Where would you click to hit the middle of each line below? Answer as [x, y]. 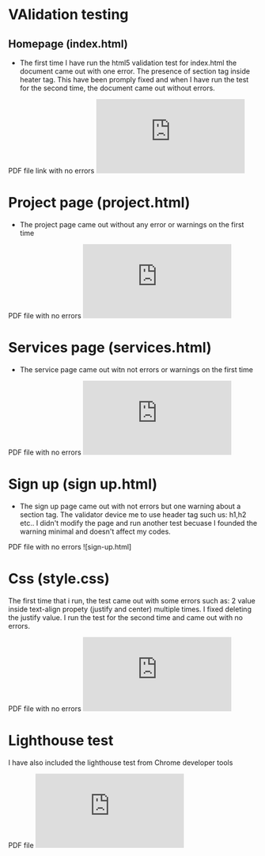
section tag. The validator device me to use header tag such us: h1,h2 [133, 514]
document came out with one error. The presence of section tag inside [135, 71]
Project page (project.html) [99, 203]
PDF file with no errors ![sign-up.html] [70, 546]
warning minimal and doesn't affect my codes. [95, 531]
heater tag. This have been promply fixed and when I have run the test [134, 80]
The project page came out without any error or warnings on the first [132, 224]
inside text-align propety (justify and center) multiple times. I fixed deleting [130, 609]
